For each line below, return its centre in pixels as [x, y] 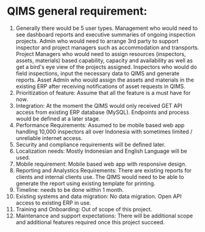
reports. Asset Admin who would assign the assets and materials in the [105, 80]
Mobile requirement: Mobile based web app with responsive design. [101, 164]
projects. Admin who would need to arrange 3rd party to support [97, 41]
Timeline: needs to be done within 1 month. [70, 189]
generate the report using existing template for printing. [85, 183]
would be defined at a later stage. [58, 118]
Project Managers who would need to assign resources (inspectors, [101, 54]
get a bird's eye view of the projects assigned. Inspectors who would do [106, 67]
